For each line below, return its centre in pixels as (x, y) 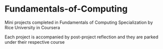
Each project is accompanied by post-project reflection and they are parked (81, 37)
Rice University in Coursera (32, 27)
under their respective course (35, 42)
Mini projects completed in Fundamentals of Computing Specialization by (79, 22)
